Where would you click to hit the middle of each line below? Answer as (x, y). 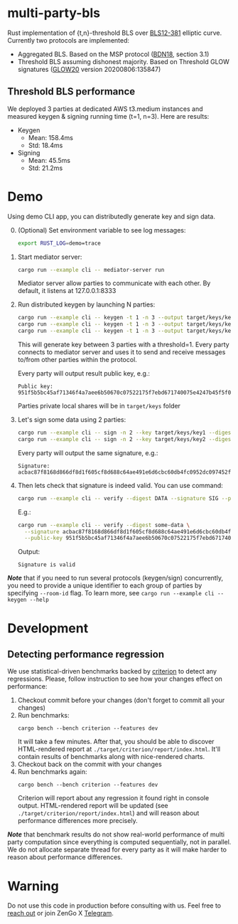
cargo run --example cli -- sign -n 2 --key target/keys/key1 (112, 433)
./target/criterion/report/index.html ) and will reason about (108, 813)
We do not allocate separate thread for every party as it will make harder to (117, 850)
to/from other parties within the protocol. (77, 360)
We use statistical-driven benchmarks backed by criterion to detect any (112, 671)
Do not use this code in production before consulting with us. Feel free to (114, 906)
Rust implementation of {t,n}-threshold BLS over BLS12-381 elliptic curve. (115, 33)
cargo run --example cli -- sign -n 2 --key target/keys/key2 (112, 439)
